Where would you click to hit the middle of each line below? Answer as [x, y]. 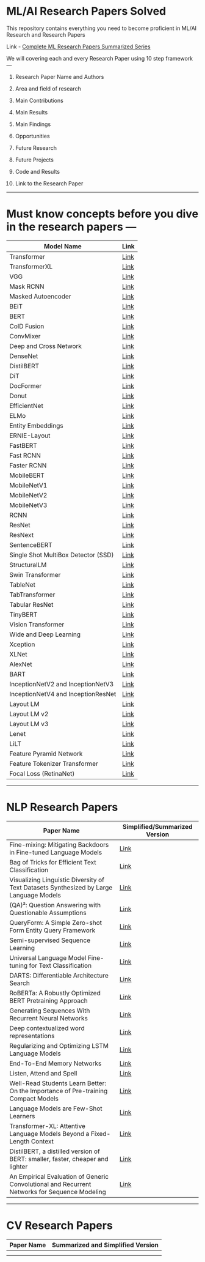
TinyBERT [23, 614]
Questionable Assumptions [48, 913]
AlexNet [21, 664]
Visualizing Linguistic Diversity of [57, 880]
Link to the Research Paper [49, 183]
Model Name [63, 246]
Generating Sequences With [50, 1011]
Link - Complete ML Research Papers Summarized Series [78, 46]
